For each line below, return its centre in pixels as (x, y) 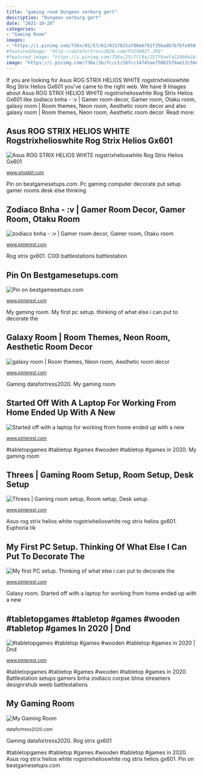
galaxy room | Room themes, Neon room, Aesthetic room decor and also (96, 106)
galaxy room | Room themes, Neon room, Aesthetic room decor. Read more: (101, 112)
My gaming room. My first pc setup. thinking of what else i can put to (92, 312)
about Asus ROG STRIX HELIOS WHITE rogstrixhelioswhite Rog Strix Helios (100, 93)
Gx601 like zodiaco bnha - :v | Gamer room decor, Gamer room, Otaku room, (101, 99)
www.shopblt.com (25, 173)
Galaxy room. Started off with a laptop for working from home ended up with (101, 593)
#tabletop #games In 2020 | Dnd (69, 628)
